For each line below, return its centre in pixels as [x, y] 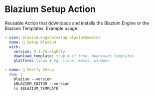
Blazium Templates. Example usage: [42, 28]
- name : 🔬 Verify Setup [29, 70]
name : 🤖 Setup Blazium [33, 42]
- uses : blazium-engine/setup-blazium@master [53, 37]
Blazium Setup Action [50, 9]
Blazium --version [33, 79]
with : [15, 47]
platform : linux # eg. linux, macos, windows [62, 61]
